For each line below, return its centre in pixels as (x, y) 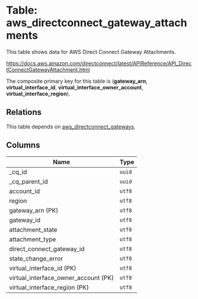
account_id (25, 191)
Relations (24, 112)
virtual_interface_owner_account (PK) (62, 278)
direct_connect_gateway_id (47, 249)
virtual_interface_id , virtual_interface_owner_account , (75, 87)
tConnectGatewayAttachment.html (48, 69)
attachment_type (33, 239)
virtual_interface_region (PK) (49, 287)
